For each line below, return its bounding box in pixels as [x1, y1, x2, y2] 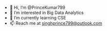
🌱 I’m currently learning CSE [9, 15, 67, 20]
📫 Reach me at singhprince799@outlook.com [9, 20, 102, 26]
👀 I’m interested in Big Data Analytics [9, 10, 84, 15]
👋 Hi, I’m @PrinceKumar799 [9, 5, 66, 10]
